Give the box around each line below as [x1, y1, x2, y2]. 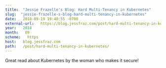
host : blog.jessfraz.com [5, 39, 61, 44]
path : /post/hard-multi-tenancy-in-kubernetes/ [5, 44, 110, 49]
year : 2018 [5, 26, 32, 31]
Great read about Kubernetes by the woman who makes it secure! [5, 57, 139, 63]
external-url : [5, 21, 35, 26]
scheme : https [5, 35, 39, 40]
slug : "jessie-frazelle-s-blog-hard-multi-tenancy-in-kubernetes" [5, 12, 147, 17]
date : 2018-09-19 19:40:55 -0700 [5, 16, 79, 21]
